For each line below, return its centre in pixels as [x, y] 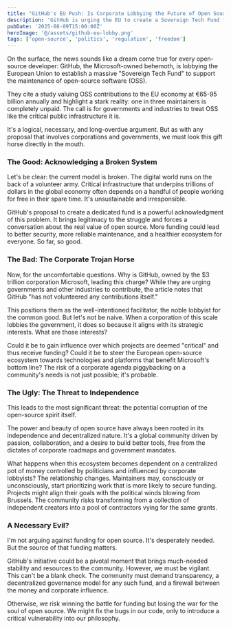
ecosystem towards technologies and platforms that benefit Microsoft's [108, 360]
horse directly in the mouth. [46, 144]
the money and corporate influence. [58, 590]
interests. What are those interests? [57, 332]
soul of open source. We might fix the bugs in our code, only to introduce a [113, 611]
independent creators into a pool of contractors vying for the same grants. [112, 508]
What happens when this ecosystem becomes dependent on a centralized [112, 463]
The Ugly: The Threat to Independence [73, 392]
